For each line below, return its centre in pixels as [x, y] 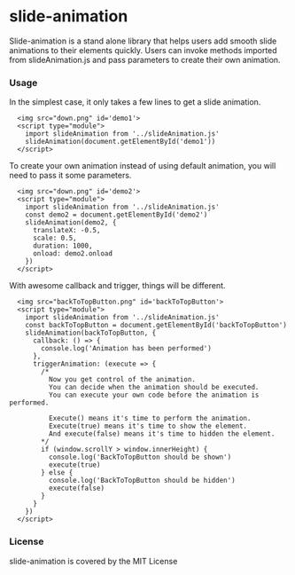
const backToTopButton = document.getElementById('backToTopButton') [156, 326]
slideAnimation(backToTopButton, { [91, 333]
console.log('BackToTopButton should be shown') [140, 457]
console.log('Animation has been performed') [127, 349]
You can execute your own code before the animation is [154, 395]
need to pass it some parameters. [70, 176]
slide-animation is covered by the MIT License [93, 561]
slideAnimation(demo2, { [71, 223]
